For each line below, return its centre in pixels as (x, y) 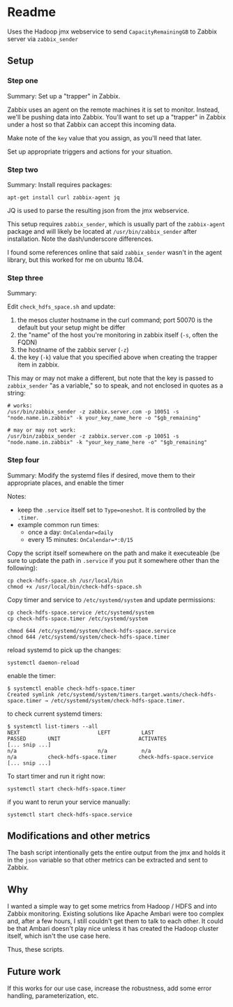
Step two (23, 170)
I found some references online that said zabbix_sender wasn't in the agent (115, 252)
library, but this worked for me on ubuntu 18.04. (75, 260)
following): (22, 568)
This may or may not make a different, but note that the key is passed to (111, 378)
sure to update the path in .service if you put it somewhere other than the (113, 560)
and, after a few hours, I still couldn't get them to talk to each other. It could (115, 921)
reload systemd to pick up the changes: (64, 649)
